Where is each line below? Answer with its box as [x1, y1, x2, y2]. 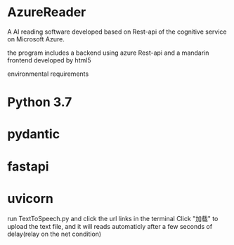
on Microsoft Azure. [7, 34, 65, 43]
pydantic [7, 126, 60, 143]
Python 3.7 [7, 94, 72, 110]
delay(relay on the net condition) [7, 230, 102, 239]
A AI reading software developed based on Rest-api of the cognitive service [7, 27, 227, 36]
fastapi [7, 159, 49, 174]
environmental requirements [7, 69, 89, 78]
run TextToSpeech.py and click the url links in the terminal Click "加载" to [7, 215, 219, 223]
